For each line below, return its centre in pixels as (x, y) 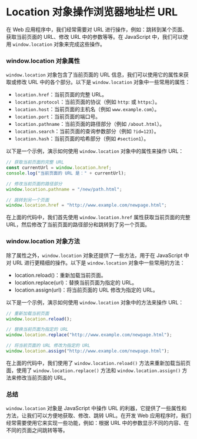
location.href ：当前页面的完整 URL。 (61, 95)
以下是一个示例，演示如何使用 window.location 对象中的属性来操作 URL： (95, 151)
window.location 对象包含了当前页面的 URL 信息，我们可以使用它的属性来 (95, 75)
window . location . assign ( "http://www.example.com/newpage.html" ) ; (88, 351)
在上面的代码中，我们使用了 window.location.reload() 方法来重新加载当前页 (98, 363)
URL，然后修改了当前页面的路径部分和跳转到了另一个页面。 (78, 224)
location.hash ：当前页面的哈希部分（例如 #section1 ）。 (82, 139)
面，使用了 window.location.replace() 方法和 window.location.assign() (94, 370)
